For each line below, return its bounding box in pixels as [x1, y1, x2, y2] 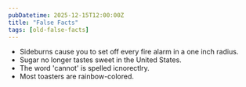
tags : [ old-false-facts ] [8, 26, 89, 33]
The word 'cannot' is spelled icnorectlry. [19, 64, 150, 73]
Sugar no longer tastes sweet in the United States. [19, 55, 182, 64]
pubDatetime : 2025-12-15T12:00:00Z [8, 11, 125, 19]
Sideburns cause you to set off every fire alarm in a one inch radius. [19, 47, 239, 57]
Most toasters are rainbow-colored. [19, 71, 135, 82]
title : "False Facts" [8, 19, 79, 26]
